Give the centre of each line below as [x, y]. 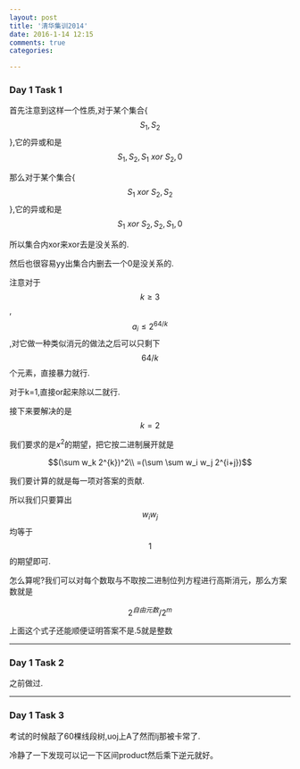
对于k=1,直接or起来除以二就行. [65, 392]
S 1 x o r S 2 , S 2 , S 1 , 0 [150, 224]
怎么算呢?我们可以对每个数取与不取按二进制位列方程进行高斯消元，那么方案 [148, 580]
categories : [31, 51]
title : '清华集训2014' [49, 26]
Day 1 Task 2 [37, 663]
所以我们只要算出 [41, 499]
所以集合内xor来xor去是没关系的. [69, 244]
